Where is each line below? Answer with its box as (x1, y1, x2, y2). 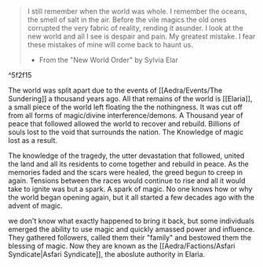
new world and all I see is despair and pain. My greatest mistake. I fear (27, 31, 256, 41)
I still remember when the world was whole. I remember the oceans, (27, 7, 247, 16)
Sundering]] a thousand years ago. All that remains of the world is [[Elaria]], (8, 94, 253, 103)
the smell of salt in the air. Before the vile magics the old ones (27, 15, 227, 24)
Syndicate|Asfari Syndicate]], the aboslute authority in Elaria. (8, 250, 206, 258)
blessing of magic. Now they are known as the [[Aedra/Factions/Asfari (8, 241, 236, 251)
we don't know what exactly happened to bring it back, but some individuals (8, 216, 255, 225)
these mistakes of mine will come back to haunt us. (27, 40, 194, 49)
